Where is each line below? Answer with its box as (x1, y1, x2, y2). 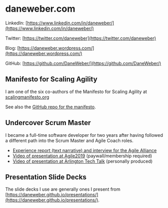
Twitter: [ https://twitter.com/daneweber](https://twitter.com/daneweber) (5, 35, 156, 41)
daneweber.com (5, 3, 76, 15)
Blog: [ (5, 45, 19, 51)
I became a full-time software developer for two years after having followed (5, 132, 163, 138)
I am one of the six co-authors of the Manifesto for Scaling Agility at (5, 88, 147, 95)
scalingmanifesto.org (5, 94, 50, 100)
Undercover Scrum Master (5, 118, 91, 127)
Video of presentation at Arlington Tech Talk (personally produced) (12, 158, 153, 164)
